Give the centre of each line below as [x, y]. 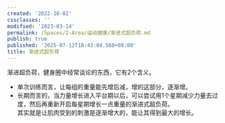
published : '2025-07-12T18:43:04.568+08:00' [72, 45]
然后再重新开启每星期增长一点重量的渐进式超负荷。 [101, 104]
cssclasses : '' [29, 20]
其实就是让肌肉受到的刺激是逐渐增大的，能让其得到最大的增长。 [107, 112]
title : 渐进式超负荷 [33, 52]
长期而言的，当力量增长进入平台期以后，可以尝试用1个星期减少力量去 [115, 95]
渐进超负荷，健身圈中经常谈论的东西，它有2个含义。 [81, 72]
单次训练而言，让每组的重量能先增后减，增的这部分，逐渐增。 [104, 87]
